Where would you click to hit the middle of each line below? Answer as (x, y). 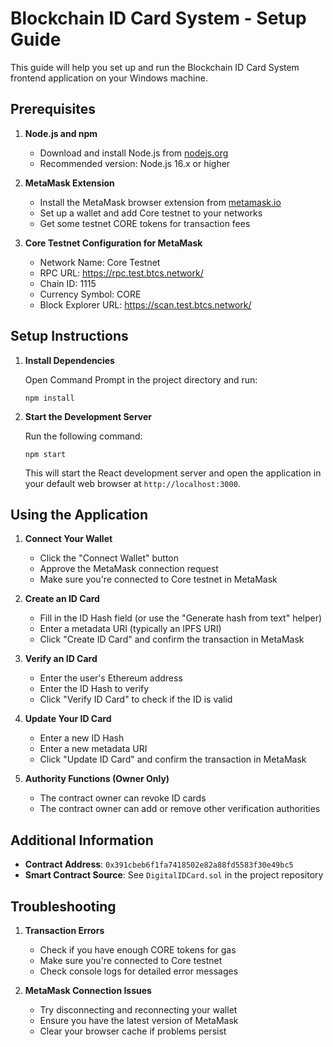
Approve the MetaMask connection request (129, 569)
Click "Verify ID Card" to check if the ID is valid (136, 699)
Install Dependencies (69, 360)
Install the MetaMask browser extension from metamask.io (160, 202)
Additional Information (82, 840)
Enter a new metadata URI (93, 749)
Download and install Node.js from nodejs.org (134, 153)
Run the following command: (83, 436)
